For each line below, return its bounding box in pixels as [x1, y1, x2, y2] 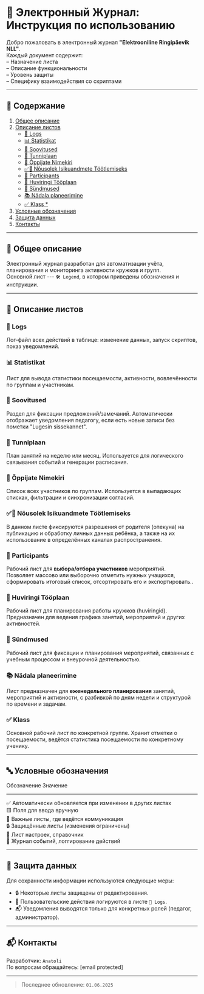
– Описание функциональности [6, 64, 87, 72]
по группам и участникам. [6, 381, 75, 388]
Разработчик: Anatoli [6, 957, 62, 964]
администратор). [15, 914, 59, 921]
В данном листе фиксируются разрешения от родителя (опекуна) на [6, 523, 185, 530]
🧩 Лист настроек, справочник [6, 831, 84, 839]
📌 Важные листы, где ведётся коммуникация [6, 815, 123, 823]
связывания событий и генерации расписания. [6, 458, 129, 466]
